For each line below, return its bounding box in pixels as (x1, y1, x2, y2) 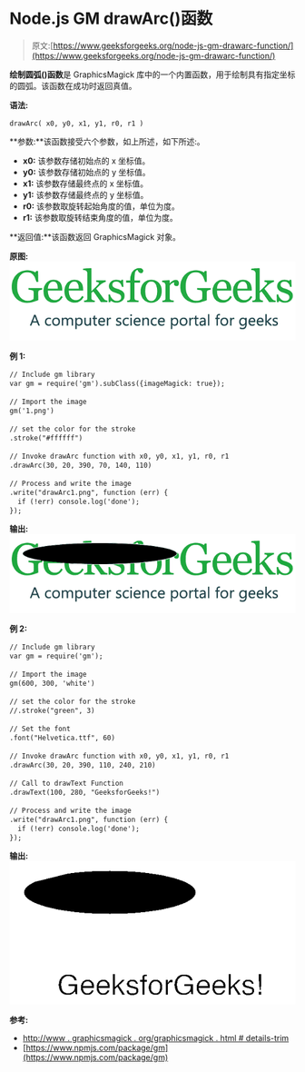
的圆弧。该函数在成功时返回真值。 (9, 80, 137, 91)
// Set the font (9, 724, 71, 733)
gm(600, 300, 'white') (9, 679, 95, 688)
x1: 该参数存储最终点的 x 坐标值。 (22, 178, 149, 189)
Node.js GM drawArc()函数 (9, 8, 213, 29)
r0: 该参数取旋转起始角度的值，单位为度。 (22, 201, 180, 212)
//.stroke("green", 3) (9, 706, 95, 715)
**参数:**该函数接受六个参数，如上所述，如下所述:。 (9, 135, 206, 146)
